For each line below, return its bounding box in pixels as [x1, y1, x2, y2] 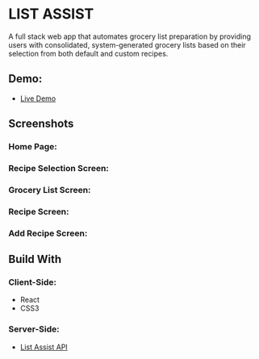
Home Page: [8, 141, 58, 152]
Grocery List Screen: [8, 184, 91, 195]
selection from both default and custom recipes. [8, 48, 169, 58]
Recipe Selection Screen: [8, 162, 109, 173]
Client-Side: [8, 277, 56, 288]
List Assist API [19, 342, 69, 352]
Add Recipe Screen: [8, 228, 88, 239]
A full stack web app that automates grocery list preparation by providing [8, 31, 252, 41]
